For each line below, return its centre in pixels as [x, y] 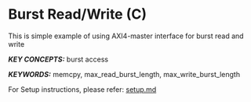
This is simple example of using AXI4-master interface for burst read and [126, 36]
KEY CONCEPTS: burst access [58, 59]
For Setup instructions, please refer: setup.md [82, 89]
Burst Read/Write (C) [78, 14]
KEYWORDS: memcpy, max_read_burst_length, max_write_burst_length [124, 74]
